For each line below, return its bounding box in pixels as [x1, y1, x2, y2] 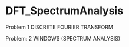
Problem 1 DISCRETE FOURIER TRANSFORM [5, 23, 113, 31]
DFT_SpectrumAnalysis [5, 4, 124, 18]
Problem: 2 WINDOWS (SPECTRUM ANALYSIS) [5, 35, 121, 42]
